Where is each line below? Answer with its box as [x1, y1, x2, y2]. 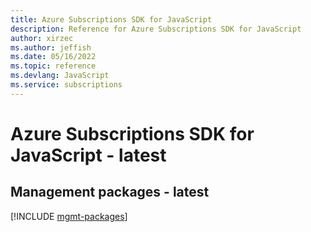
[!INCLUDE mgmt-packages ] [10, 210, 128, 222]
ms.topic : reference [10, 61, 97, 71]
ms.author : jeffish [10, 42, 92, 53]
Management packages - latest [10, 184, 210, 201]
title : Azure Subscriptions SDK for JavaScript [10, 14, 213, 25]
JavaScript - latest [10, 144, 167, 166]
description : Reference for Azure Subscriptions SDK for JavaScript [10, 24, 302, 34]
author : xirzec [10, 33, 74, 43]
